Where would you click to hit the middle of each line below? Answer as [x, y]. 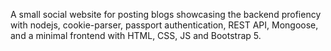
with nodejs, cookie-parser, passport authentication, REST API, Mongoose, [164, 25]
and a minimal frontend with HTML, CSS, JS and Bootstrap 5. [136, 35]
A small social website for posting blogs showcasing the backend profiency [166, 14]
